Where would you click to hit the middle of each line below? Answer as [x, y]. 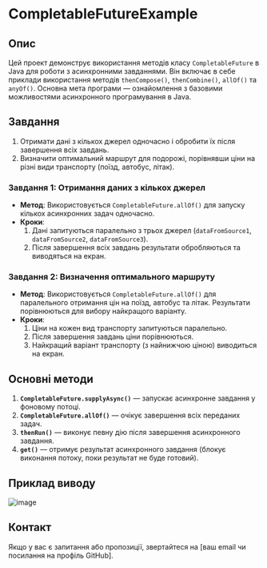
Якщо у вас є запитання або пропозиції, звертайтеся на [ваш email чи [127, 546]
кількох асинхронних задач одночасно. [87, 214]
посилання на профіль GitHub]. [61, 555]
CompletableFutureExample [103, 14]
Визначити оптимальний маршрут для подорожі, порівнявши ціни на [137, 158]
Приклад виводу [52, 483]
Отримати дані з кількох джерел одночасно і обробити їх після [128, 141]
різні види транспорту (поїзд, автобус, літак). [97, 167]
